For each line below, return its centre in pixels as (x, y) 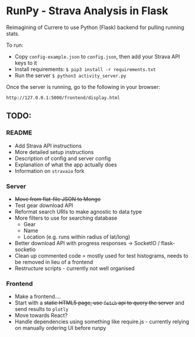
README (19, 133)
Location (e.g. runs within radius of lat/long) (77, 237)
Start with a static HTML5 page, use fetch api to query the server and (100, 303)
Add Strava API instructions (48, 146)
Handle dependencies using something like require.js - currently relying (102, 322)
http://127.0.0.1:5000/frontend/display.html (63, 98)
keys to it (26, 63)
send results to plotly (42, 309)
